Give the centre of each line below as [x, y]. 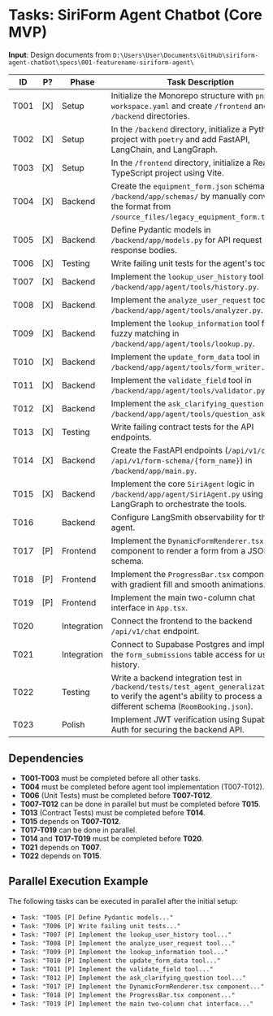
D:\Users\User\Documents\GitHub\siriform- [186, 55]
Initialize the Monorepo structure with [182, 95]
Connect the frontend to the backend [182, 621]
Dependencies [46, 759]
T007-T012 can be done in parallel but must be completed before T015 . [141, 804]
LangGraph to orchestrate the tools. [179, 504]
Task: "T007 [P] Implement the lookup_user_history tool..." [126, 935]
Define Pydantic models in [161, 229]
